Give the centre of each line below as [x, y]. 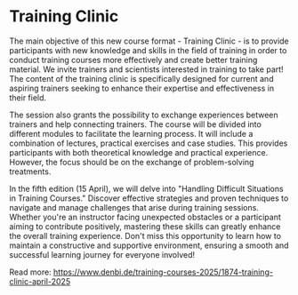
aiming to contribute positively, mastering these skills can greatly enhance [145, 226]
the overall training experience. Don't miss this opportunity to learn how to [145, 235]
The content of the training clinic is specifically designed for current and [141, 78]
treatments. [30, 171]
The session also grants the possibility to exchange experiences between [144, 115]
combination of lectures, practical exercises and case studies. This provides [149, 143]
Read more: [30, 272]
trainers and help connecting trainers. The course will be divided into [136, 124]
